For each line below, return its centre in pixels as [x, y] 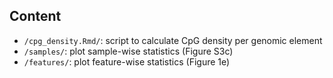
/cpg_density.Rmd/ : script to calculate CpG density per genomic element [173, 40]
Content [35, 16]
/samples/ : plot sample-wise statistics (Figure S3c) [128, 51]
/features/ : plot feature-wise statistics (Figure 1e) [127, 61]
